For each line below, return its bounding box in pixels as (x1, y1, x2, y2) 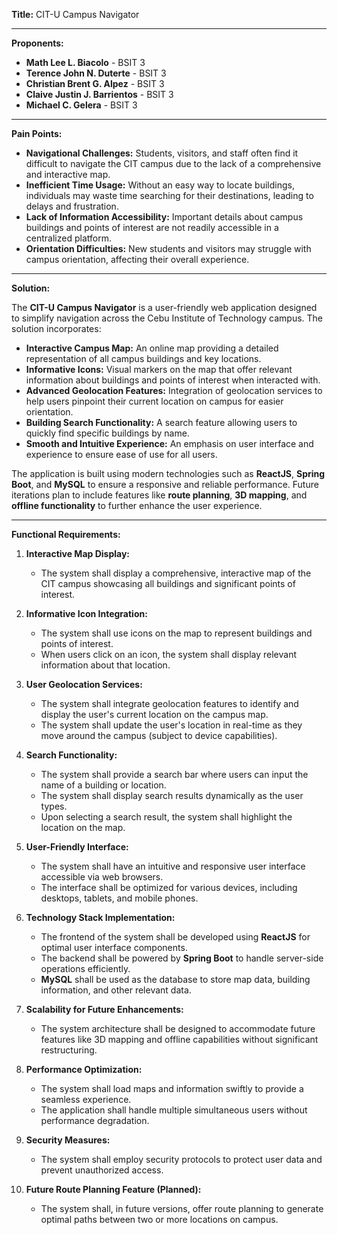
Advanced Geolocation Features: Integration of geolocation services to (25, 385, 323, 396)
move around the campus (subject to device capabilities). (40, 730, 278, 741)
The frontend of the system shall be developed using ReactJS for (40, 931, 311, 943)
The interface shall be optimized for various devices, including (40, 882, 298, 893)
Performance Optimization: (25, 1064, 143, 1075)
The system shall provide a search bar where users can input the (40, 769, 309, 780)
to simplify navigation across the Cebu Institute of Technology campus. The (11, 312, 323, 324)
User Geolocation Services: (25, 679, 143, 690)
